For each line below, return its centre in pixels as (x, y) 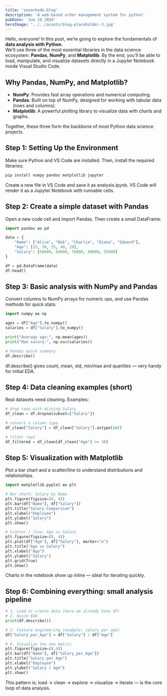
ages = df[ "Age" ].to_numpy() (36, 323)
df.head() (16, 271)
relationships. (20, 475)
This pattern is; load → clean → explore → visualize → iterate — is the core (84, 682)
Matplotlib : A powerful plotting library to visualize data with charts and (87, 111)
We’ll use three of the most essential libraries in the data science (73, 50)
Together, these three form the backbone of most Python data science (79, 127)
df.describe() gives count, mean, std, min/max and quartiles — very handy (83, 366)
